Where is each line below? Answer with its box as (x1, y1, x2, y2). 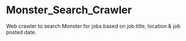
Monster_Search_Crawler (6, 3, 132, 17)
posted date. (6, 28, 37, 35)
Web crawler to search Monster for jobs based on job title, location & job (6, 23, 181, 29)
